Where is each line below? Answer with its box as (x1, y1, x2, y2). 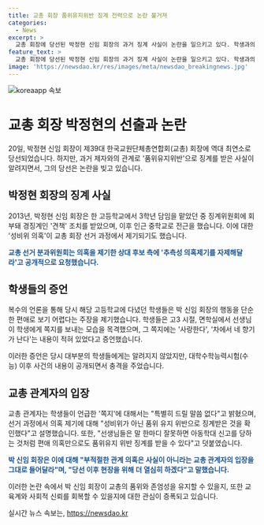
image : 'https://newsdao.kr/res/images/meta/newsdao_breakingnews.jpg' (8, 63, 248, 71)
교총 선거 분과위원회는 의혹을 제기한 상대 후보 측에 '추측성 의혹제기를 (8, 248, 216, 257)
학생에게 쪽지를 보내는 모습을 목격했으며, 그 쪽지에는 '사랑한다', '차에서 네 (16, 325, 241, 334)
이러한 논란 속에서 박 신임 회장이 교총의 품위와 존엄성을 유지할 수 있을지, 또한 (8, 482, 244, 491)
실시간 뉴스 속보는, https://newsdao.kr (8, 508, 128, 518)
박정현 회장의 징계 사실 (8, 188, 112, 202)
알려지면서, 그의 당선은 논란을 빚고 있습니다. (8, 163, 143, 173)
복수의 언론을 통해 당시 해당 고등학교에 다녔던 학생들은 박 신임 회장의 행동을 (8, 305, 240, 315)
